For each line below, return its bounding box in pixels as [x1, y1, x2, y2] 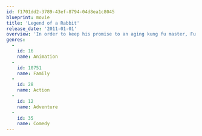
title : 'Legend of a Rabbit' [6, 20, 80, 26]
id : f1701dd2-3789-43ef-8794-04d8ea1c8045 [6, 8, 115, 15]
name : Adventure [17, 104, 59, 110]
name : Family [17, 70, 50, 76]
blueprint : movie [6, 14, 50, 20]
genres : [6, 37, 26, 43]
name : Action [17, 87, 50, 93]
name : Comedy [17, 121, 50, 127]
